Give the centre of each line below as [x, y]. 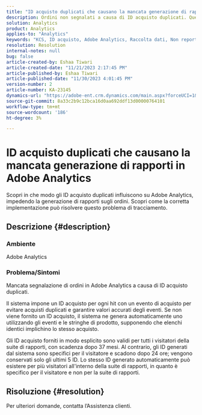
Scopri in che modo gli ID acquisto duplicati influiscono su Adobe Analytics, [100, 195]
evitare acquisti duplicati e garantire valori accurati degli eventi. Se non [94, 310]
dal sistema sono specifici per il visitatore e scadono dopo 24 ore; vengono [99, 353]
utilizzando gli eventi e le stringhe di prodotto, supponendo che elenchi [94, 323]
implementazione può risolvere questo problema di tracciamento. [87, 208]
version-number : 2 [29, 85]
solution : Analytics [32, 23]
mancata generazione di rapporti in [96, 165]
